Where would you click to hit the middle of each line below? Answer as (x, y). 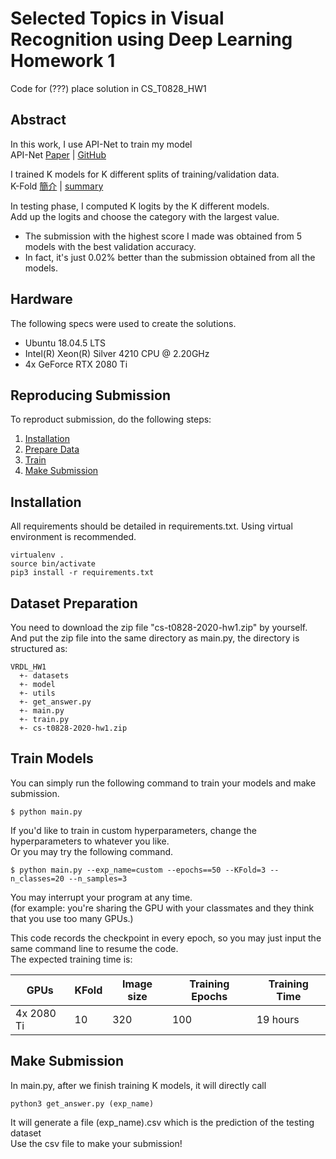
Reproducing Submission (90, 395)
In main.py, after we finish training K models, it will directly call (138, 1085)
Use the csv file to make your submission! (96, 1143)
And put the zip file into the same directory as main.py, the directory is (155, 638)
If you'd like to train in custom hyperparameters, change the (133, 830)
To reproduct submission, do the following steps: (111, 419)
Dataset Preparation (74, 603)
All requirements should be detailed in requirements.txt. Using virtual (151, 526)
